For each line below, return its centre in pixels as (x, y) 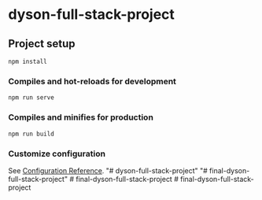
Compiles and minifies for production (81, 117)
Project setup (42, 44)
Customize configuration (57, 154)
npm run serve (31, 98)
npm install (28, 61)
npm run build (31, 134)
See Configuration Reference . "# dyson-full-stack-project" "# (108, 170)
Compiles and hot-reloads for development (92, 81)
